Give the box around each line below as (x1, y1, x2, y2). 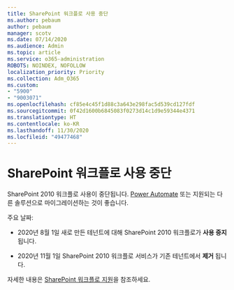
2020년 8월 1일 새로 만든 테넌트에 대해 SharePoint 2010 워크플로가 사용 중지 (17, 228, 227, 237)
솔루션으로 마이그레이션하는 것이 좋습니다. (14, 199, 129, 207)
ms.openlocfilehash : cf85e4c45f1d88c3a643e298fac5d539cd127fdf (7, 101, 196, 108)
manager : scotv (7, 29, 52, 37)
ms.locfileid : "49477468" (7, 133, 82, 140)
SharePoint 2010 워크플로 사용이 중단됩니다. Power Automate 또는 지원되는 (7, 190, 216, 199)
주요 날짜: (7, 213, 34, 222)
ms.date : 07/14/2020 (7, 36, 68, 43)
